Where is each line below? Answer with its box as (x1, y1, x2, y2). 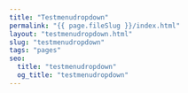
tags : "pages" (9, 46, 62, 55)
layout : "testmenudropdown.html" (9, 29, 133, 38)
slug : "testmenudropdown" (9, 37, 105, 47)
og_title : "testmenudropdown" (17, 71, 129, 80)
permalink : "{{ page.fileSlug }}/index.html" (9, 21, 180, 30)
